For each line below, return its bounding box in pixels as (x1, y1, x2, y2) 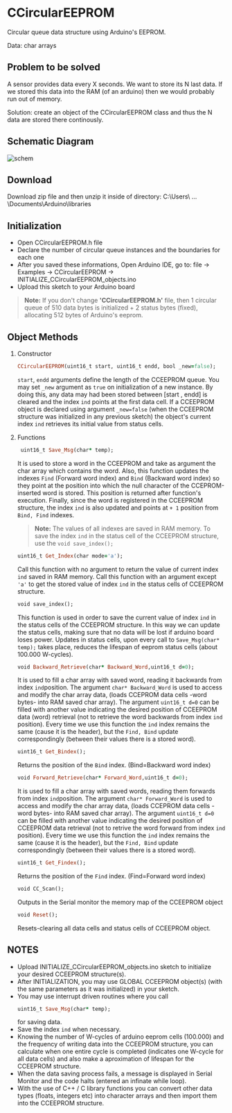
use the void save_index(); (34, 539, 114, 547)
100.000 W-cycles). (17, 650, 73, 658)
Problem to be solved (7, 61, 100, 74)
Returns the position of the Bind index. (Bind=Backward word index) (17, 761, 211, 769)
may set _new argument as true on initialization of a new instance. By (17, 383, 213, 391)
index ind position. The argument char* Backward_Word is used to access (17, 683, 223, 692)
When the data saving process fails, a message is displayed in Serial (17, 1069, 213, 1078)
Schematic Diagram (7, 135, 94, 147)
